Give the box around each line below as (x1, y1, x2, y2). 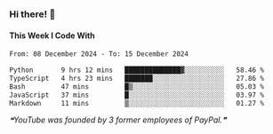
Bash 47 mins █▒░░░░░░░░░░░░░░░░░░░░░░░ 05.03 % (9, 82, 265, 91)
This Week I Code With (9, 30, 95, 41)
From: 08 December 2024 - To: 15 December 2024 (9, 50, 189, 59)
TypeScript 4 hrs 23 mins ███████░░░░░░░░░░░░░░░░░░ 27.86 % (9, 74, 265, 83)
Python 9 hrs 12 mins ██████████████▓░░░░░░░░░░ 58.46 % (9, 66, 265, 75)
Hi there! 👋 (9, 8, 56, 20)
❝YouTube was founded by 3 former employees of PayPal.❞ (9, 114, 227, 125)
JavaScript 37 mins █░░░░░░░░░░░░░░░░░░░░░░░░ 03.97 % (9, 91, 265, 99)
